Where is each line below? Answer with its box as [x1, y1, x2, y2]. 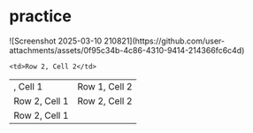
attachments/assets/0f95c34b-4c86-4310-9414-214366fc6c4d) [9, 44, 245, 55]
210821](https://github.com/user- [103, 35, 226, 46]
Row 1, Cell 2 [77, 80, 133, 92]
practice [9, 6, 73, 27]
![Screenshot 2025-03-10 [9, 35, 103, 46]
